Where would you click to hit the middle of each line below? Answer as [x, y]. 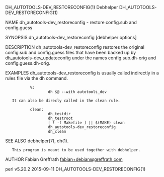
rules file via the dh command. [36, 78]
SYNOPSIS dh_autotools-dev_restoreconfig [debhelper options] [71, 37]
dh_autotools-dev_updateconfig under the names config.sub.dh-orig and [81, 58]
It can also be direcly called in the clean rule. [66, 101]
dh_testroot [60, 118]
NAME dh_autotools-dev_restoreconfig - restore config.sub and [71, 22]
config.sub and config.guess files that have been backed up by [71, 53]
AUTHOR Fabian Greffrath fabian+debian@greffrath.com [64, 159]
